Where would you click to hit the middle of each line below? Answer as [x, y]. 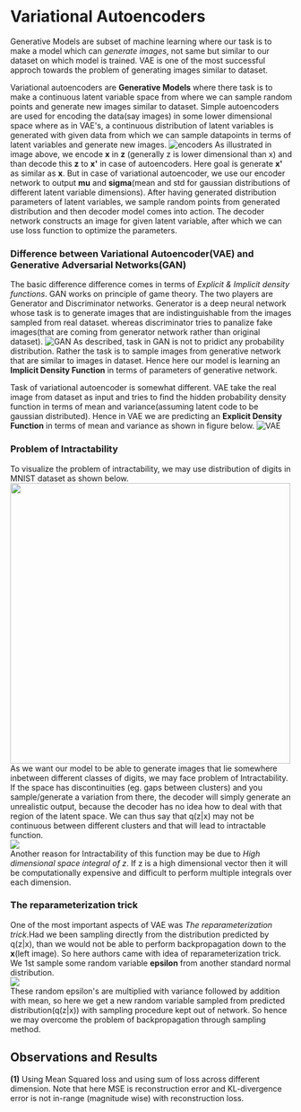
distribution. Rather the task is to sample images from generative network [146, 351]
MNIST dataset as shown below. [69, 478]
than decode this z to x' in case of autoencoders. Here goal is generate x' [146, 163]
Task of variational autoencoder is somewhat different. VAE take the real [143, 388]
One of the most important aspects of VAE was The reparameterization [141, 924]
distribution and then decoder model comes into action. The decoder [138, 211]
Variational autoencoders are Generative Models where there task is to [142, 87]
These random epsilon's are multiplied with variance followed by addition [145, 991]
